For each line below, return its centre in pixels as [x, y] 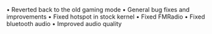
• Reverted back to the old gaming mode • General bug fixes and [98, 10]
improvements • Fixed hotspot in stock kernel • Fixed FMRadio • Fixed [106, 17]
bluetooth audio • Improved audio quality [64, 24]
